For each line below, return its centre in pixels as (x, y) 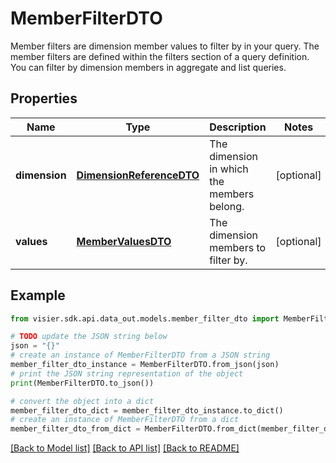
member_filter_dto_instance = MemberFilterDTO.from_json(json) (145, 365)
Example (38, 295)
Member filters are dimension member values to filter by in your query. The (165, 46)
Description (238, 127)
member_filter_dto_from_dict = (75, 429)
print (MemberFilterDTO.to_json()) (82, 383)
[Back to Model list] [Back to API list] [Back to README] (125, 448)
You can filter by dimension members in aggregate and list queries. (148, 67)
